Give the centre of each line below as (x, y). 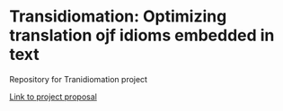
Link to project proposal (53, 97)
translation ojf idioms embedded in (142, 35)
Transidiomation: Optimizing (118, 17)
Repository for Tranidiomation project (79, 79)
